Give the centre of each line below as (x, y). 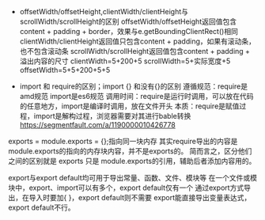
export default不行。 (42, 207)
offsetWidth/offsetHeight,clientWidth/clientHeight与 (104, 11)
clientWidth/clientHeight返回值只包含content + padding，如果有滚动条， (137, 41)
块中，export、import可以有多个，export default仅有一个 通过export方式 (126, 188)
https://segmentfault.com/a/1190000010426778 (97, 125)
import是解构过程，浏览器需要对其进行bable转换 (112, 116)
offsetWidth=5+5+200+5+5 (65, 70)
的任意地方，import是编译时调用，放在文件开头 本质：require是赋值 (129, 106)
